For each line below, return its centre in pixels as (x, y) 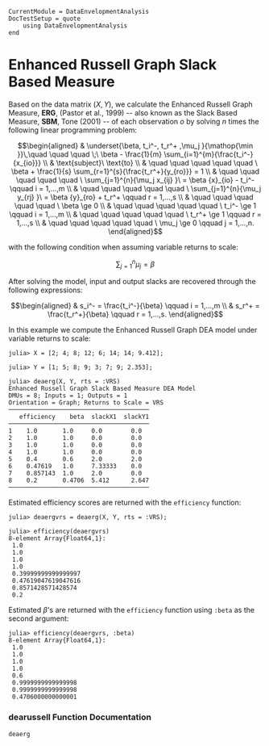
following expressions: (46, 290)
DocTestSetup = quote (45, 19)
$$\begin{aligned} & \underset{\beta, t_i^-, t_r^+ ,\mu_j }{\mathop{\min (135, 145)
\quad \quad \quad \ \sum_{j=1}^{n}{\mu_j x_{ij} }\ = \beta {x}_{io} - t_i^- (135, 180)
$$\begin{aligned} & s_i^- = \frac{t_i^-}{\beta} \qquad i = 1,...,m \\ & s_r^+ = (135, 306)
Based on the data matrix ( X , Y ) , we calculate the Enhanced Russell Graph (131, 104)
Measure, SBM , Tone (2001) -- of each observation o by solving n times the (134, 121)
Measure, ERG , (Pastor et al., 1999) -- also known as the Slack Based (123, 112)
